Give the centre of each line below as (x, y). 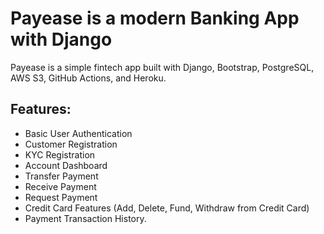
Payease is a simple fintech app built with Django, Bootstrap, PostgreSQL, (162, 67)
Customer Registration (71, 144)
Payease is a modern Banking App (155, 18)
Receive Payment (60, 186)
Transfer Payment (61, 176)
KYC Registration (60, 154)
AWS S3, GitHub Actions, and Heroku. (88, 78)
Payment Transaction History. (85, 218)
